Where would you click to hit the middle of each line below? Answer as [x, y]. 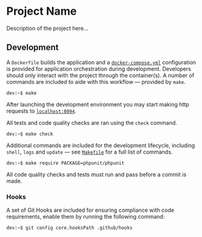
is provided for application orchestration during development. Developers [99, 69]
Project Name [42, 11]
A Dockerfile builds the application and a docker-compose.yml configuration [101, 62]
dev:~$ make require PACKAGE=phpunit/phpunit [65, 163]
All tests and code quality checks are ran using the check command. [92, 122]
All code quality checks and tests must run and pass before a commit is [96, 174]
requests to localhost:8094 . [41, 111]
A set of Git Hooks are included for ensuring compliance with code [90, 210]
